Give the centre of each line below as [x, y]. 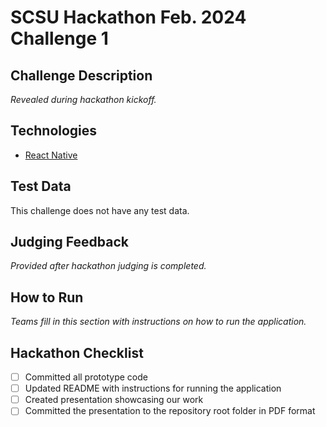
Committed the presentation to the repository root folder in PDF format [170, 411]
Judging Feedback [70, 242]
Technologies [54, 131]
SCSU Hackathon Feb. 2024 [128, 17]
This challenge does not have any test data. [100, 210]
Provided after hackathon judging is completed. [108, 266]
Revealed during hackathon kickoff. [83, 99]
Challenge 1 [59, 38]
